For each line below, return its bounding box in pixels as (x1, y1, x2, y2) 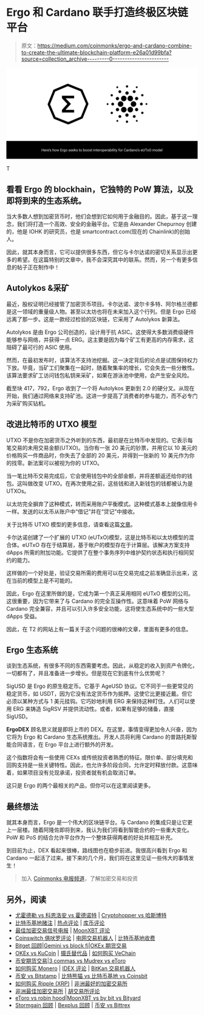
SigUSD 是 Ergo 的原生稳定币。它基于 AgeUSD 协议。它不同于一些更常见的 (6, 682, 194, 690)
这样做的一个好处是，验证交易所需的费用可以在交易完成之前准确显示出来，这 (6, 569, 198, 577)
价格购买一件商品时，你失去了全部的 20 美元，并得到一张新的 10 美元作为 (6, 452, 189, 459)
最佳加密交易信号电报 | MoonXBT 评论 (15, 926, 110, 934)
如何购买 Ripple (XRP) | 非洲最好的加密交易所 (15, 980, 128, 987)
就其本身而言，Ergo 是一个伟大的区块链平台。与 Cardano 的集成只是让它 (6, 819, 188, 826)
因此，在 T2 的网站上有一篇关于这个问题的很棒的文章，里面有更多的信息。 (6, 625, 192, 633)
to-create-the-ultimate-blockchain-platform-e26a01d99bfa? (21, 49, 172, 56)
